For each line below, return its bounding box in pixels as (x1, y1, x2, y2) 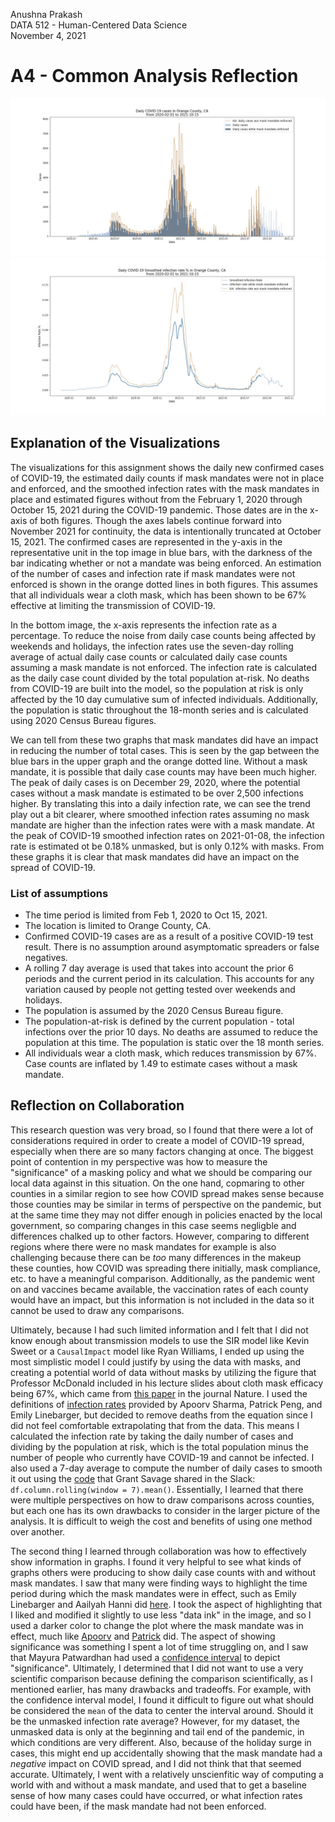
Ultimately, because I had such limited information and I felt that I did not (10, 1324, 309, 1336)
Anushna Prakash (10, 9, 83, 20)
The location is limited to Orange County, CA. (24, 920, 212, 932)
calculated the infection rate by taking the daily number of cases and (10, 1430, 294, 1442)
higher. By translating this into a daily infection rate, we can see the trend (10, 797, 311, 809)
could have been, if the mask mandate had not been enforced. (10, 1800, 267, 1812)
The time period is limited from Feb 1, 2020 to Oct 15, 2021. (24, 909, 268, 921)
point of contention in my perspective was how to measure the (10, 1155, 268, 1168)
